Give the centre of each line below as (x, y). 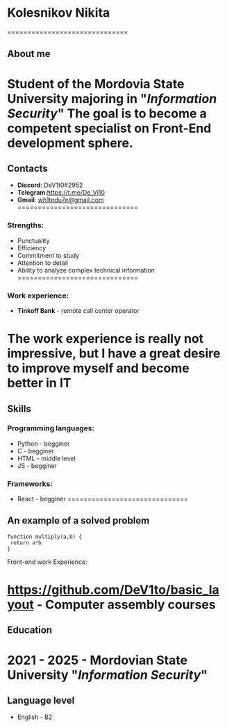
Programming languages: (51, 428)
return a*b (26, 543)
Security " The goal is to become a (107, 113)
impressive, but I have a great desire (114, 354)
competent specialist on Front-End (109, 128)
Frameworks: (30, 483)
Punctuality (33, 241)
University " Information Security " (108, 675)
